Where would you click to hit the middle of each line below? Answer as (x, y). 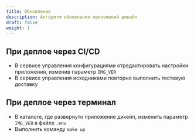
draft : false (22, 22)
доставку (26, 84)
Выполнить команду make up (50, 129)
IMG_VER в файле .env (40, 123)
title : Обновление (28, 11)
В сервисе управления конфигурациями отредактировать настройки (101, 65)
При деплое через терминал (61, 103)
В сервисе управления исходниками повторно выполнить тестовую (100, 78)
